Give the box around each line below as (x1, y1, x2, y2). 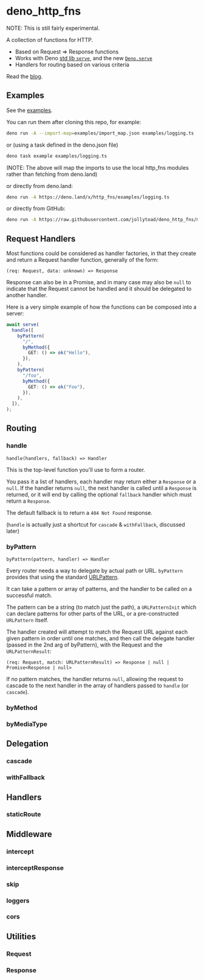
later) (6, 527, 20, 534)
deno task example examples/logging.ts (6, 153, 107, 159)
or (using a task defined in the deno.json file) (6, 141, 118, 149)
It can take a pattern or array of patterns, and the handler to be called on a (6, 586, 192, 593)
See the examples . (6, 107, 53, 114)
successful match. (6, 592, 53, 599)
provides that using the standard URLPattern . (6, 573, 120, 581)
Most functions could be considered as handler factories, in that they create (6, 250, 196, 257)
